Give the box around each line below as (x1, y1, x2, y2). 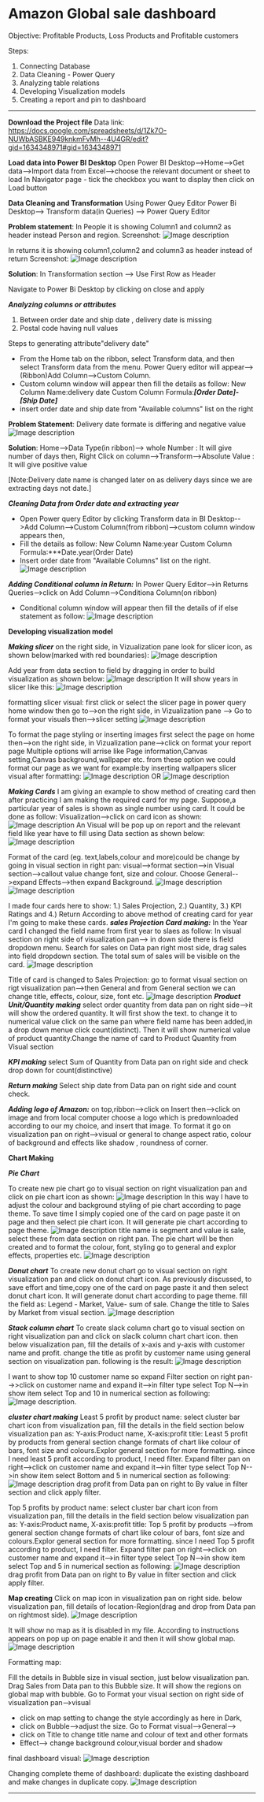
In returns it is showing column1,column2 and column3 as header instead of (8, 245, 253, 255)
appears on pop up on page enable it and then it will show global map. (8, 1633, 236, 1643)
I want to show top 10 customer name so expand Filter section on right (8, 1372, 236, 1381)
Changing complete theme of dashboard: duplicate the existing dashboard (8, 1768, 249, 1778)
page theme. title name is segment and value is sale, (8, 1225, 246, 1235)
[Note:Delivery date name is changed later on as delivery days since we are (8, 474, 253, 485)
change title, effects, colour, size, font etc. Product (8, 991, 241, 1001)
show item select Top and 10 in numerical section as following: (8, 1388, 211, 1398)
